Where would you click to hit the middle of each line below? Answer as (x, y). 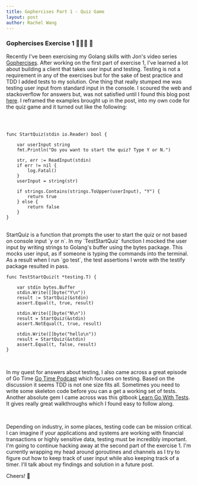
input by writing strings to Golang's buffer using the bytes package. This (95, 247)
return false (44, 207)
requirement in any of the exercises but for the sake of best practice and (95, 75)
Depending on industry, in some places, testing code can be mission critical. (99, 426)
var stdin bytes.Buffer (46, 287)
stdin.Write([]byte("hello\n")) (57, 334)
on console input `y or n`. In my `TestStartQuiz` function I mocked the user (97, 241)
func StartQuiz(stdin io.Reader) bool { (57, 134)
